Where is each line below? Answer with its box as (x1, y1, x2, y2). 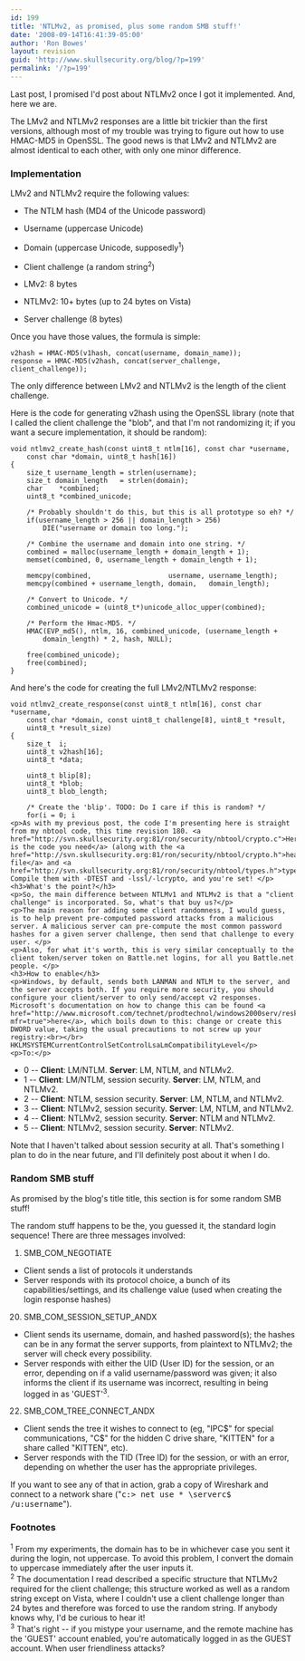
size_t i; (26, 739, 68, 748)
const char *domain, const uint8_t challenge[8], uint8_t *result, (26, 716, 286, 725)
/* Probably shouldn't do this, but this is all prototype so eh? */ (26, 508, 295, 517)
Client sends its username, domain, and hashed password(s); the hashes (23, 1328, 295, 1339)
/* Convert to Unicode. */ (26, 595, 129, 604)
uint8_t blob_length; (26, 787, 108, 797)
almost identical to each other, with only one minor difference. (10, 144, 242, 155)
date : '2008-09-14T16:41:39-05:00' (10, 30, 145, 39)
